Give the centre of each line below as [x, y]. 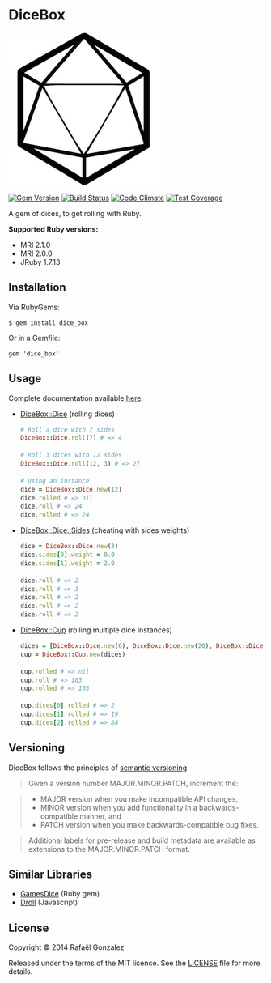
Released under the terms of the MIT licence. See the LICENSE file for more [134, 963]
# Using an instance [55, 481]
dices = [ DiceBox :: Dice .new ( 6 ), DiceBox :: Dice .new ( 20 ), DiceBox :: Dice [142, 646]
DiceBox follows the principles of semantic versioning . [99, 768]
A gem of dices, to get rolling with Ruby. [75, 213]
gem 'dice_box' [34, 354]
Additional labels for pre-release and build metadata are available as [142, 840]
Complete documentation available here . [76, 398]
